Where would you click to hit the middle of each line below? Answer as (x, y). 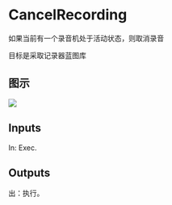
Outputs (29, 172)
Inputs (25, 128)
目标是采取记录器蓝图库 (47, 55)
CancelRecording (68, 15)
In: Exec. (23, 148)
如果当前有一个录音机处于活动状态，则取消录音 (86, 38)
